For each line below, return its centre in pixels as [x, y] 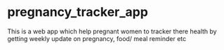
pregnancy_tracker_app [78, 12]
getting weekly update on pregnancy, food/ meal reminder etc [97, 38]
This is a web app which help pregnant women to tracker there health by [112, 31]
